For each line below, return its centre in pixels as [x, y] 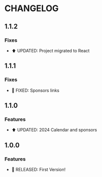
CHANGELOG [32, 8]
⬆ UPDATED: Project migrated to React [51, 50]
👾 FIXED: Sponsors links [35, 90]
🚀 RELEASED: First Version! [38, 169]
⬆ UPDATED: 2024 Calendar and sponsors [54, 130]
